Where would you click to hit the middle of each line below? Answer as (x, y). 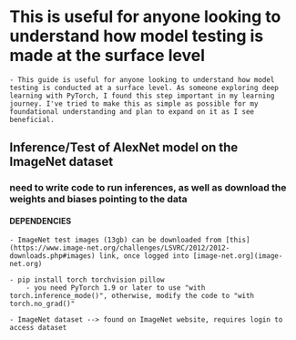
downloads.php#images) (52, 256)
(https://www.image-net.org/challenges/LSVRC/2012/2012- (120, 248)
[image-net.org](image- (238, 256)
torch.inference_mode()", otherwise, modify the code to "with (132, 296)
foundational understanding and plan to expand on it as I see (132, 111)
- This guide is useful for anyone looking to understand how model (142, 79)
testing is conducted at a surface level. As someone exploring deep (144, 88)
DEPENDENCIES (41, 221)
